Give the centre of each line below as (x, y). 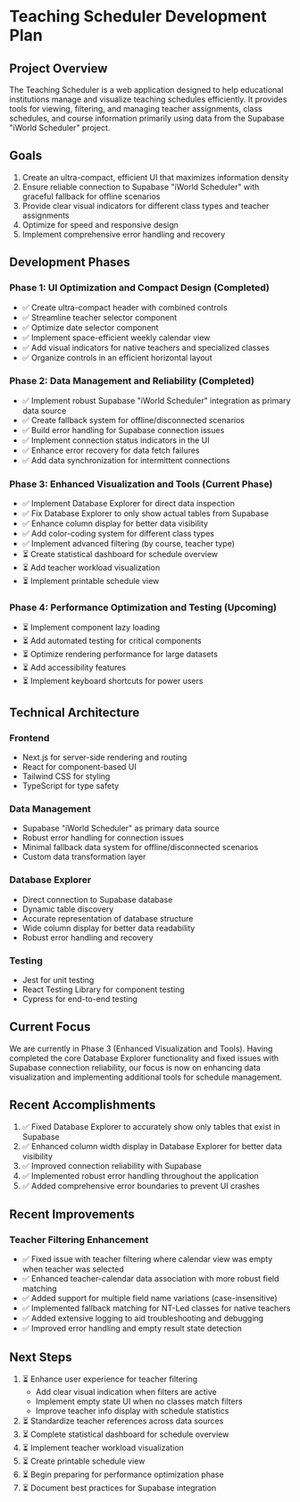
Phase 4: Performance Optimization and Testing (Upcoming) (143, 607)
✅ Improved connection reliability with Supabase (112, 1165)
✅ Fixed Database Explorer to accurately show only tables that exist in (151, 1126)
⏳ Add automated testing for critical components (112, 641)
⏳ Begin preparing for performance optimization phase (123, 1474)
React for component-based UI (79, 767)
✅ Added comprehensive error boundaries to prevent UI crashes (141, 1186)
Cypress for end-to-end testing (80, 998)
